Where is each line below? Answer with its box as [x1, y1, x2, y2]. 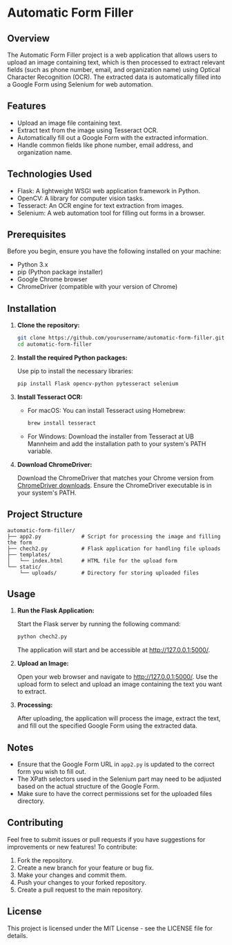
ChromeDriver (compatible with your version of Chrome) [17, 283, 178, 291]
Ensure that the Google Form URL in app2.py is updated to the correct [17, 760, 215, 768]
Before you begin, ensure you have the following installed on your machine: [7, 247, 222, 256]
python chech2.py [17, 633, 68, 640]
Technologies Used [7, 168, 92, 180]
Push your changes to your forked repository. [17, 878, 147, 886]
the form [7, 539, 32, 546]
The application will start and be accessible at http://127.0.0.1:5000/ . [17, 646, 211, 654]
